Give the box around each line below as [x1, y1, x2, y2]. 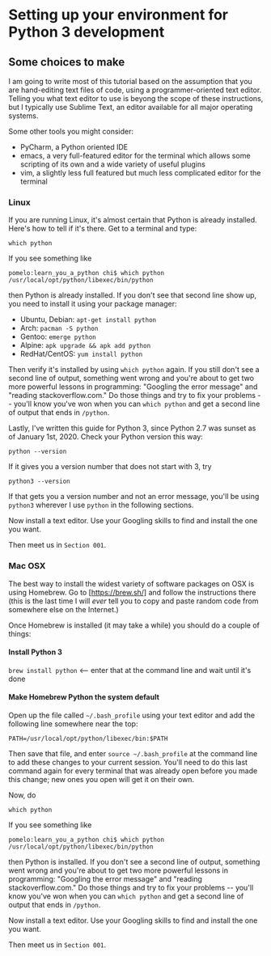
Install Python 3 [8, 647, 62, 657]
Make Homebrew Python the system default [8, 692, 160, 702]
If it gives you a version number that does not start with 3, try [8, 462, 212, 472]
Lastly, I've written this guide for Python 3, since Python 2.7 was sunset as [8, 423, 256, 434]
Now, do [8, 790, 36, 800]
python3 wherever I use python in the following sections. [8, 500, 194, 510]
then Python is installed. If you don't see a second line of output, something [8, 857, 260, 866]
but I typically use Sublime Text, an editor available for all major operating [8, 103, 253, 112]
